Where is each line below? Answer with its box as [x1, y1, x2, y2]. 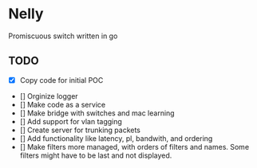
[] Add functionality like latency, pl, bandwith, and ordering [19, 133, 213, 143]
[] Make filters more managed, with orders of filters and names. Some [19, 142, 250, 151]
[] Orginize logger [19, 91, 78, 100]
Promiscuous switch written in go [8, 31, 118, 41]
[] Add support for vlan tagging [19, 116, 122, 126]
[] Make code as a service [19, 100, 106, 109]
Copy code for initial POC [19, 75, 104, 84]
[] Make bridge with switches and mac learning [19, 108, 175, 118]
